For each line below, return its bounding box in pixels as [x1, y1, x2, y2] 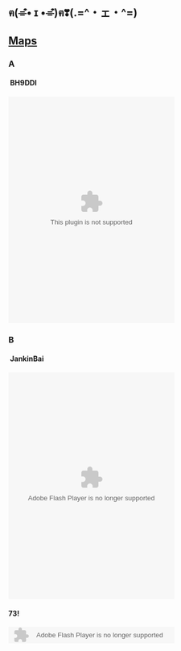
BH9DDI [10, 78, 38, 88]
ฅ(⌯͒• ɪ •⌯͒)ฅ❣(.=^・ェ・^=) [8, 6, 138, 20]
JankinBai [10, 354, 44, 363]
